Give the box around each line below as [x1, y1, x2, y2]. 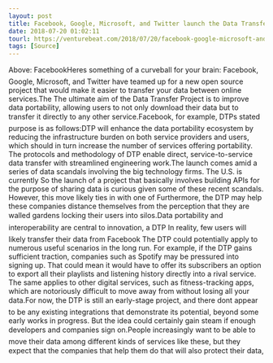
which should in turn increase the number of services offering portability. [8, 141, 253, 151]
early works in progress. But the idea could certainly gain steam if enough [8, 316, 256, 326]
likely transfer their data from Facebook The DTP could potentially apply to [8, 234, 258, 244]
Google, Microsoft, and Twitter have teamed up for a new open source [8, 77, 244, 86]
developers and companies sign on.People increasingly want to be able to [8, 325, 256, 335]
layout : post [8, 11, 53, 20]
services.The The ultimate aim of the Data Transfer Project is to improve [8, 94, 249, 104]
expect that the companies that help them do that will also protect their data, [8, 346, 264, 356]
